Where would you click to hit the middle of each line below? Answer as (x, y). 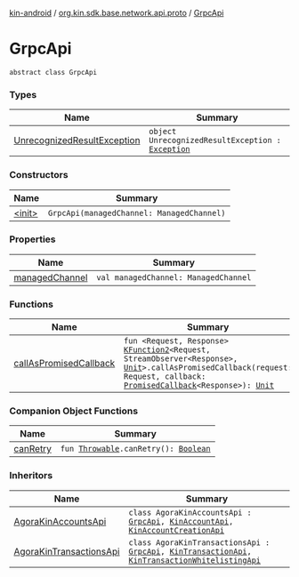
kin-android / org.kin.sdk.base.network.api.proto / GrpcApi (117, 13)
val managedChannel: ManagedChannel (174, 277)
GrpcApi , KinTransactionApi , (190, 551)
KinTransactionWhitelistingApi (194, 560)
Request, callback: (165, 377)
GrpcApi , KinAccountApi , (181, 521)
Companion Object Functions (74, 411)
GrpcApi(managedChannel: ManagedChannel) (137, 213)
